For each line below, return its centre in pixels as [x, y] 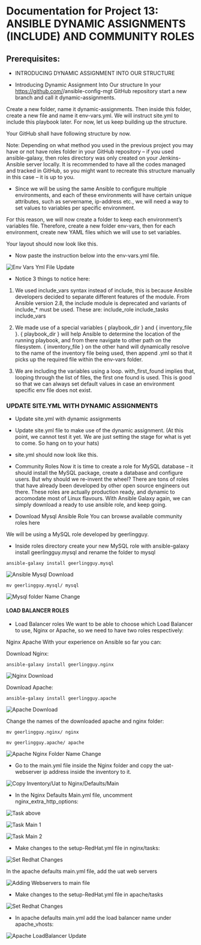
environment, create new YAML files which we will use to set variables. [94, 232]
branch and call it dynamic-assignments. [65, 98]
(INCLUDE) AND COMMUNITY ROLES [100, 37]
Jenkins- [170, 158]
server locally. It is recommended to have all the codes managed [106, 164]
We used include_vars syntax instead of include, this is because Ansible [103, 290]
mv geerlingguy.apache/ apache [45, 743]
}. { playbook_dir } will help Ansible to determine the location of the [97, 334]
